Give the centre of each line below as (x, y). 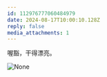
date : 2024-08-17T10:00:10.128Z (53, 20)
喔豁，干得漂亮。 (31, 53)
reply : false (26, 26)
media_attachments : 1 (38, 33)
